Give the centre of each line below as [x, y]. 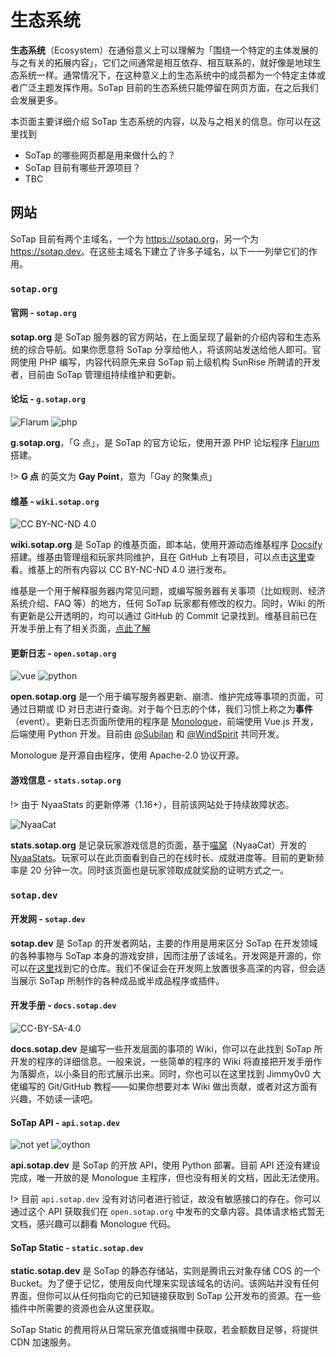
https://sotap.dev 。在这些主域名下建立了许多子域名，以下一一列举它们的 [159, 251]
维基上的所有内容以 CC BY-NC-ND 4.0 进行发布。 [129, 570]
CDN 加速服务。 [43, 1342]
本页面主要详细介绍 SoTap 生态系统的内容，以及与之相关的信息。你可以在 [161, 121]
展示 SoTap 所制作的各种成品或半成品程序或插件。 [121, 980]
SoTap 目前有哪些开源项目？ [83, 167]
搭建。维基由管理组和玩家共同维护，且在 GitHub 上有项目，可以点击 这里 [158, 557]
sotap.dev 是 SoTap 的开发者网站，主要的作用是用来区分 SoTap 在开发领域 [164, 943]
